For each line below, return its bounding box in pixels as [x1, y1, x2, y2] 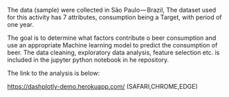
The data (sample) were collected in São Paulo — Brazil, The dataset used [7, 6, 217, 14]
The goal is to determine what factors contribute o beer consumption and [7, 34, 217, 42]
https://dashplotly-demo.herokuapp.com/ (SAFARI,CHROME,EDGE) [7, 83, 199, 90]
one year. [7, 21, 34, 28]
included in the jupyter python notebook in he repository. [7, 56, 170, 64]
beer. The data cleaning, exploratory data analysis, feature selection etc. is [7, 48, 220, 56]
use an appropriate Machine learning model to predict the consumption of [7, 41, 218, 49]
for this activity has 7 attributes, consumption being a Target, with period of [7, 13, 222, 21]
